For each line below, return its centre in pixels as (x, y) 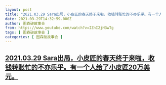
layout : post (19, 10)
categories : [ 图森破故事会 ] (34, 37)
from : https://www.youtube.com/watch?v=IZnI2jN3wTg (59, 28)
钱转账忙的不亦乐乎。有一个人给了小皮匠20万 (74, 68)
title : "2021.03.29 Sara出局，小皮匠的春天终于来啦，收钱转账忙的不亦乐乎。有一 (80, 14)
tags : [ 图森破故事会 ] (27, 32)
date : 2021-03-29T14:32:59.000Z (38, 19)
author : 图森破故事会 (25, 23)
